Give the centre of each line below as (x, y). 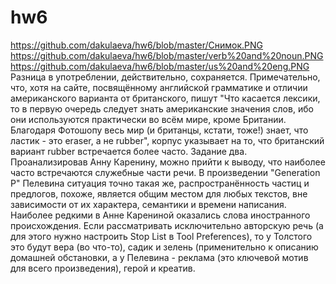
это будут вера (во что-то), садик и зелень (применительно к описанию (164, 247)
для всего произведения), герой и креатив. (103, 268)
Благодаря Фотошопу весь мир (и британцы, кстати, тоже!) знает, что (159, 130)
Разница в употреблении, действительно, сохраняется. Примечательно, (165, 77)
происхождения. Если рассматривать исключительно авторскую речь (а (167, 225)
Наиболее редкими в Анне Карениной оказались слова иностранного (160, 215)
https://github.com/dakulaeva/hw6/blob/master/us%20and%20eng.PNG (160, 66)
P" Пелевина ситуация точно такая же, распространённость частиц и (160, 183)
